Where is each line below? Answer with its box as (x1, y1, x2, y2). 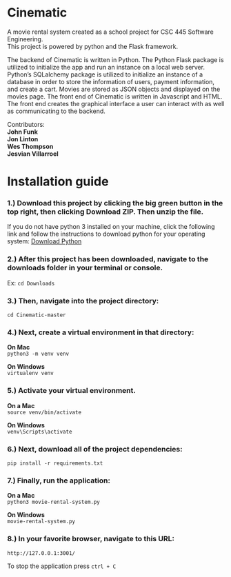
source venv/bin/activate (7, 409, 81, 416)
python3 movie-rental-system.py (7, 498, 100, 506)
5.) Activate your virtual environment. (7, 386, 136, 396)
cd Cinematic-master (7, 312, 67, 318)
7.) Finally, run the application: (7, 476, 110, 485)
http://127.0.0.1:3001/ (7, 549, 76, 556)
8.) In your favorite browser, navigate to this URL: (7, 534, 174, 544)
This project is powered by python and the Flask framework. (7, 42, 178, 50)
